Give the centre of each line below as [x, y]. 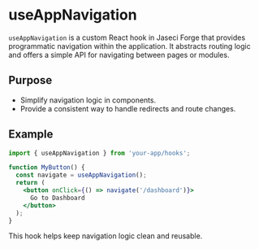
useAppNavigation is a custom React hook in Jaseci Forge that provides [127, 37]
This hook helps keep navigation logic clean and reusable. [106, 236]
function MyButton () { [47, 168]
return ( [30, 183]
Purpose [30, 80]
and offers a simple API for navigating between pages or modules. [119, 55]
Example [31, 135]
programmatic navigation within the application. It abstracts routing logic [129, 46]
